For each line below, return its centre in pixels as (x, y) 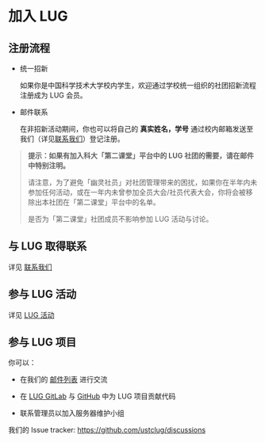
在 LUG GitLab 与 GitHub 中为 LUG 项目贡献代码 (98, 396)
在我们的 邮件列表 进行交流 (63, 379)
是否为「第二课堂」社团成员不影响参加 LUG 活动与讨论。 (120, 219)
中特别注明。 (48, 166)
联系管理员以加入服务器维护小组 (72, 413)
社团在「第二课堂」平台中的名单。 (104, 202)
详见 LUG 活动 (31, 314)
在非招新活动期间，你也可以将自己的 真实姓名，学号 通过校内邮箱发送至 (136, 129)
